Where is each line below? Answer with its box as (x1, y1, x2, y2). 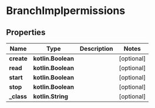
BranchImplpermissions (6, 4, 126, 18)
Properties (6, 27, 46, 37)
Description (79, 45, 113, 53)
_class (9, 92, 28, 100)
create (9, 54, 28, 62)
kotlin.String (33, 92, 69, 100)
